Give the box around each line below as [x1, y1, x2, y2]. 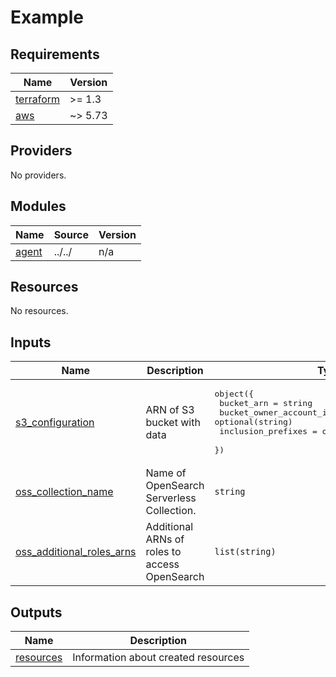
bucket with [145, 415, 201, 429]
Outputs [10, 604, 63, 621]
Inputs [10, 334, 52, 351]
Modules [10, 198, 67, 215]
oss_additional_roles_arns [15, 545, 137, 559]
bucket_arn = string [219, 398, 313, 409]
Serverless [145, 491, 197, 505]
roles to [145, 545, 182, 559]
